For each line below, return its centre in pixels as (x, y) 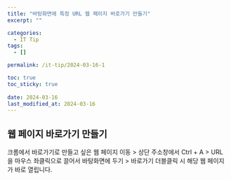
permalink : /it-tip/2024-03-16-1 (56, 65)
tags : (15, 46)
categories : (25, 33)
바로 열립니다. (33, 169)
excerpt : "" (25, 20)
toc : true (22, 78)
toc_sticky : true (33, 84)
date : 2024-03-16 (33, 97)
